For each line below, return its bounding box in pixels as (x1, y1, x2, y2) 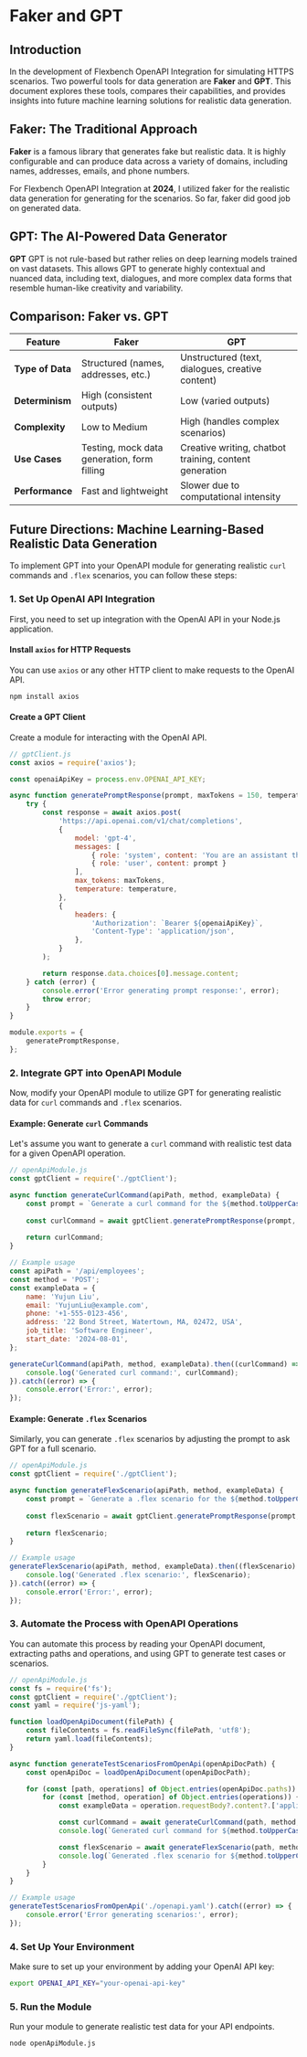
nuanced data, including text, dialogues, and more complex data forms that (9, 272, 292, 283)
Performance (14, 485, 73, 498)
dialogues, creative (179, 363, 262, 376)
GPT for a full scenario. (9, 1443, 97, 1454)
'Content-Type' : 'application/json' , (90, 927, 235, 937)
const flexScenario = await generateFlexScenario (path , (58, 1842, 276, 1851)
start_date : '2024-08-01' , (26, 1335, 129, 1344)
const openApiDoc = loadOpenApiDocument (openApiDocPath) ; (26, 1767, 251, 1777)
